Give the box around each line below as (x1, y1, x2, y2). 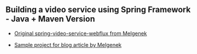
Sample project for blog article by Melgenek (14, 41, 122, 48)
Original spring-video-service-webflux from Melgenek (14, 30, 147, 37)
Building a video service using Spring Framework (5, 5, 191, 15)
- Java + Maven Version (5, 14, 96, 24)
